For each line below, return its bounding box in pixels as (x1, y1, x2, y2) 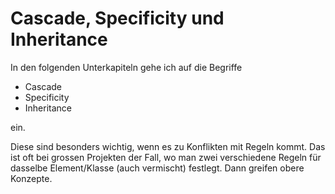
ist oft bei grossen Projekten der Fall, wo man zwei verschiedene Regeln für (10, 151, 322, 163)
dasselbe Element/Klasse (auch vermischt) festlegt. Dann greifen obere (10, 162, 305, 174)
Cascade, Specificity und (10, 7, 225, 30)
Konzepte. (10, 172, 53, 184)
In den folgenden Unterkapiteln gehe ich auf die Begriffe (10, 61, 243, 73)
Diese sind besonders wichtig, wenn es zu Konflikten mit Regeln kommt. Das (10, 140, 326, 152)
